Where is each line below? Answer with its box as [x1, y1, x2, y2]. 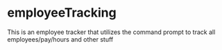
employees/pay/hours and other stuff [7, 35, 114, 43]
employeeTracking [7, 5, 117, 21]
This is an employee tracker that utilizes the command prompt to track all [7, 28, 216, 36]
